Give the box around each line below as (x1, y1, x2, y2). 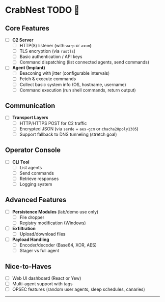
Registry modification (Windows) (19, 220, 86, 226)
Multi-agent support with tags (12, 281, 73, 287)
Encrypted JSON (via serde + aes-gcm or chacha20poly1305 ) (19, 125, 138, 132)
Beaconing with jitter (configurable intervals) (19, 70, 110, 76)
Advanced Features (5, 196, 67, 204)
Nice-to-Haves (5, 262, 52, 271)
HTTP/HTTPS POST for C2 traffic (19, 120, 87, 126)
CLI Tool (12, 159, 29, 165)
